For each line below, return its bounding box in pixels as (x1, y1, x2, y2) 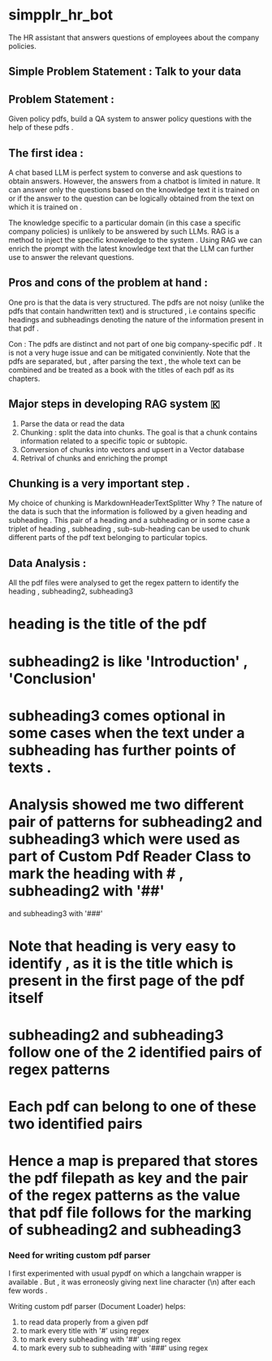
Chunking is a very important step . (8, 477, 191, 490)
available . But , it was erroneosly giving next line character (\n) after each (8, 1277, 256, 1286)
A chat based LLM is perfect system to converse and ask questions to (8, 167, 242, 177)
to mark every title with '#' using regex (19, 1325, 149, 1335)
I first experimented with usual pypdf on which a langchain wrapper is (8, 1268, 242, 1278)
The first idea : (8, 146, 84, 160)
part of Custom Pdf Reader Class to (8, 847, 252, 866)
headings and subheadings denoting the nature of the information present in (8, 314, 264, 324)
